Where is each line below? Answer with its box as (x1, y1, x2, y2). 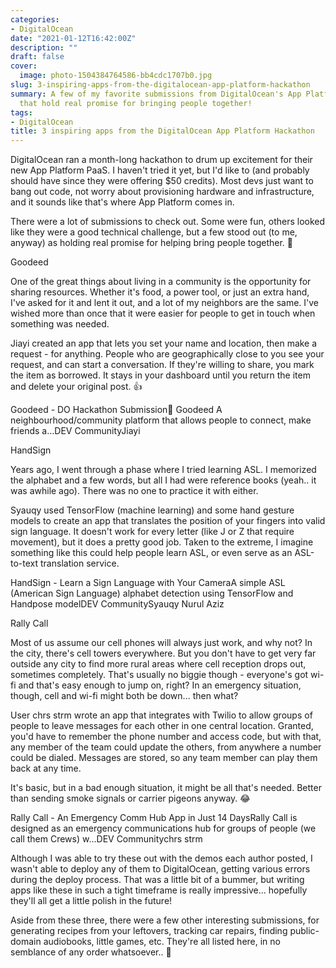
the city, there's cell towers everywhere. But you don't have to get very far (10, 647, 317, 660)
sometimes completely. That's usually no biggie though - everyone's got (10, 669, 309, 681)
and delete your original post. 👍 (10, 381, 143, 393)
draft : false (10, 52, 65, 62)
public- (289, 925, 320, 937)
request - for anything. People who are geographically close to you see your (10, 348, 325, 360)
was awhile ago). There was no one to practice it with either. (10, 485, 259, 497)
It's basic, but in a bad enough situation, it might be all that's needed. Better (10, 782, 322, 794)
